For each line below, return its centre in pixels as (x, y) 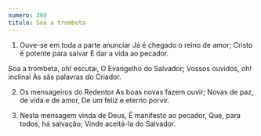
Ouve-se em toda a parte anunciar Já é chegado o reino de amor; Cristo (136, 45)
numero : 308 (27, 15)
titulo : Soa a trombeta (47, 23)
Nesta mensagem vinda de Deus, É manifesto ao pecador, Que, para (130, 115)
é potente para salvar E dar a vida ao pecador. (94, 53)
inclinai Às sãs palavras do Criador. (65, 77)
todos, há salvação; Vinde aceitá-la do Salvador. (98, 123)
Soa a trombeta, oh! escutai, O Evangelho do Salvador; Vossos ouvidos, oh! (130, 68)
